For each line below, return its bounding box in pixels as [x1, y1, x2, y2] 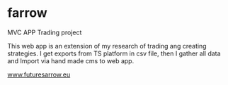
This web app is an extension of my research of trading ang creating [7, 41, 207, 50]
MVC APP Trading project [7, 28, 82, 37]
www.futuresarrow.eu [7, 70, 71, 79]
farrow [7, 5, 47, 21]
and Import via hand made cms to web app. [7, 56, 135, 65]
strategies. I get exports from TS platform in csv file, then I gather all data [7, 49, 221, 58]
